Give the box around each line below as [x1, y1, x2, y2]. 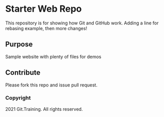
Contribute [5, 68, 41, 77]
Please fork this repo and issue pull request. [5, 82, 98, 88]
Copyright [5, 95, 31, 102]
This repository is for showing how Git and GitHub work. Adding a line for [5, 20, 159, 26]
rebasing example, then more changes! [5, 25, 88, 31]
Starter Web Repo [5, 3, 82, 15]
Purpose [5, 40, 33, 49]
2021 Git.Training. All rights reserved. [5, 106, 83, 112]
